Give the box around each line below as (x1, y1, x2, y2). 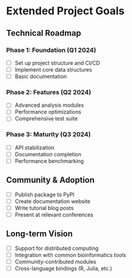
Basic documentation (14, 73, 67, 80)
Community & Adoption (6, 175, 95, 186)
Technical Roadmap (6, 28, 81, 38)
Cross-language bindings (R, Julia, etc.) (14, 265, 112, 272)
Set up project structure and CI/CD (14, 59, 100, 66)
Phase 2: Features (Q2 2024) (6, 88, 92, 96)
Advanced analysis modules (14, 101, 84, 109)
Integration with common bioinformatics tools (14, 251, 126, 258)
